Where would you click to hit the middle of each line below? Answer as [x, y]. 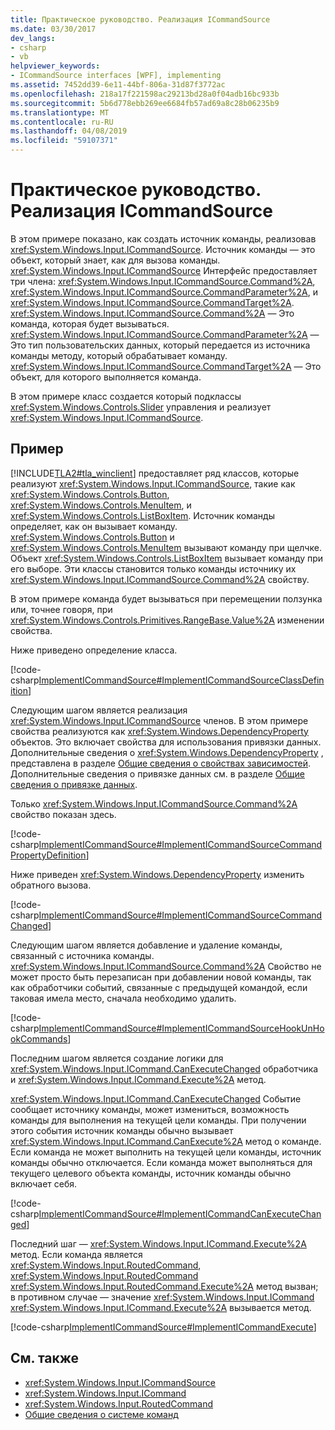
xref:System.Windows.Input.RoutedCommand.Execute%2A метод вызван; [164, 1286]
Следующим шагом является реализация [99, 710]
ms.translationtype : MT [60, 112]
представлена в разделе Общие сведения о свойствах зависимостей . [161, 763]
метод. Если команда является [76, 1254]
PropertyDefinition [48, 855]
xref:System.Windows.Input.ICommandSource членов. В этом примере [159, 720]
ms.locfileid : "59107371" [64, 141]
